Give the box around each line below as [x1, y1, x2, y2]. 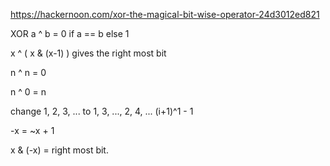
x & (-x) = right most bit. [10, 144, 109, 156]
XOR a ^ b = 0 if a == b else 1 [10, 28, 130, 39]
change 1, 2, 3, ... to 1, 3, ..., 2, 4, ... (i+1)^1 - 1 [10, 105, 194, 117]
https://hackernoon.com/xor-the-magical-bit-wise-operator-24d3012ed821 [10, 9, 320, 20]
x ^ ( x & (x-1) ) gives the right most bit [10, 47, 167, 59]
